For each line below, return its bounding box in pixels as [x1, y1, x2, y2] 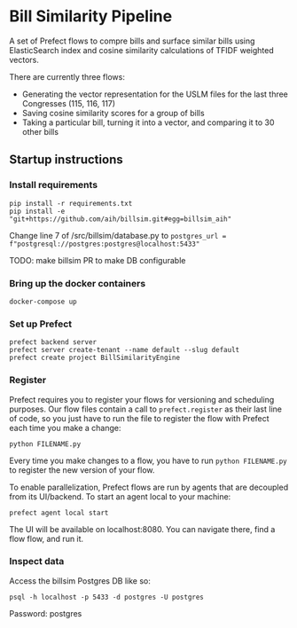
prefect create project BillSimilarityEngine [9, 353, 180, 363]
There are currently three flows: [9, 71, 126, 82]
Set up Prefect [9, 318, 73, 330]
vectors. [9, 54, 40, 65]
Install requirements [9, 179, 98, 192]
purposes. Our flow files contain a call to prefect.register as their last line [9, 404, 282, 414]
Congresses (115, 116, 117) [21, 98, 116, 108]
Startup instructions [9, 153, 123, 168]
